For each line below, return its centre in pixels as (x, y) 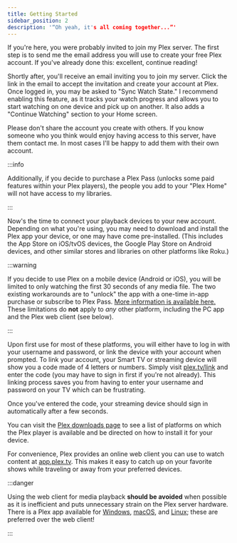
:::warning (22, 265)
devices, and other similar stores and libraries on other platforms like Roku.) (118, 252)
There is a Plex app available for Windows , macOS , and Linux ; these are (113, 512)
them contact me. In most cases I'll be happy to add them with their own (113, 143)
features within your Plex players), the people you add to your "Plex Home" (117, 186)
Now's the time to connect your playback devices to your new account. (112, 221)
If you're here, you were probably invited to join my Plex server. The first (113, 48)
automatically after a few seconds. (58, 411)
